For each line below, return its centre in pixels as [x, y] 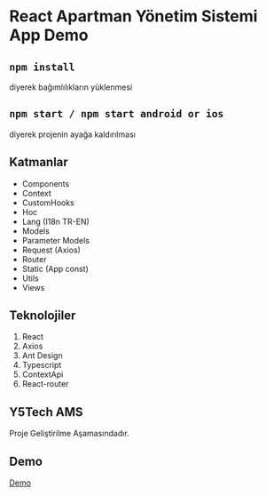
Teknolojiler [43, 316]
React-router [45, 384]
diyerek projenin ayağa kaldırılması [72, 134]
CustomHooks [48, 203]
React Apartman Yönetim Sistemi [133, 16]
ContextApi [43, 374]
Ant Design [43, 356]
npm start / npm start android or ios [117, 114]
